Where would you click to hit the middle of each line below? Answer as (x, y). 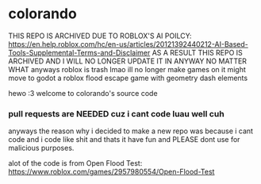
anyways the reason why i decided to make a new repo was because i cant (131, 131)
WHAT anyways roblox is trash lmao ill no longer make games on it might (127, 69)
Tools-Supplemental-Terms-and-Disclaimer (79, 52)
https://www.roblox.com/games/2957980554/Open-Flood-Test (111, 172)
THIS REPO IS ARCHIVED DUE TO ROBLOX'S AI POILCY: (100, 36)
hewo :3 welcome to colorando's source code (83, 93)
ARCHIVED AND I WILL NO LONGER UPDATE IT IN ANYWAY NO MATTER (128, 61)
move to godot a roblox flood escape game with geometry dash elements (128, 78)
